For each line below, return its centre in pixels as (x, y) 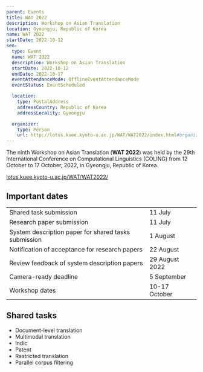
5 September (168, 276)
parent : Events (25, 12)
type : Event (27, 51)
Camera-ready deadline (44, 276)
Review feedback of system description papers (76, 263)
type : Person (34, 130)
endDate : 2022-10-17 (37, 74)
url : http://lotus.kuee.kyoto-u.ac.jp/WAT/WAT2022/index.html (97, 135)
